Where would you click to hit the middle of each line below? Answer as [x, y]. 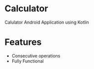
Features [23, 42]
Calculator [26, 9]
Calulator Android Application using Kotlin [47, 22]
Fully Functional [28, 61]
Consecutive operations [36, 56]
